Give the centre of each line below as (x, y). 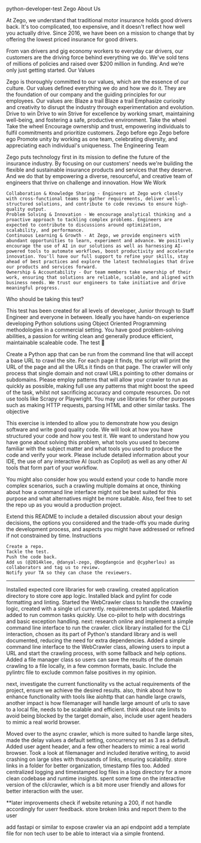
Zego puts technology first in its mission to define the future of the (88, 157)
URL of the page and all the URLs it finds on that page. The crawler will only (99, 367)
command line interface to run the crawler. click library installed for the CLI (98, 628)
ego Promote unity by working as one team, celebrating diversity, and (92, 139)
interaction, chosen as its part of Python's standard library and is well (92, 634)
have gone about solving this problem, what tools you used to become (93, 442)
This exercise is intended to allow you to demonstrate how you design (92, 423)
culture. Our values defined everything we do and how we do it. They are (96, 88)
